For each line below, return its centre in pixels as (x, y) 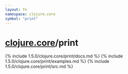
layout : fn (16, 9)
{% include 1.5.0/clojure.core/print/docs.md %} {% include (64, 56)
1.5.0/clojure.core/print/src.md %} (39, 67)
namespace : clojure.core (30, 14)
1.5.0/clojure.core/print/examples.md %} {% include (57, 61)
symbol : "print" (21, 18)
